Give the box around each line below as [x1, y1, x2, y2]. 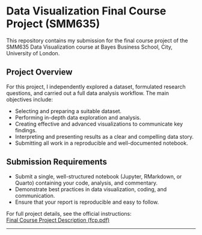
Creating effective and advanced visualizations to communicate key [14, 120, 183, 127]
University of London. [6, 49, 60, 56]
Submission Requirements [6, 157, 107, 167]
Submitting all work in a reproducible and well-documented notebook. [14, 139, 188, 147]
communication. [14, 192, 55, 199]
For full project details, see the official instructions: [6, 210, 132, 217]
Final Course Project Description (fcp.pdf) [6, 216, 110, 224]
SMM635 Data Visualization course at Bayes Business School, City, [6, 43, 173, 50]
